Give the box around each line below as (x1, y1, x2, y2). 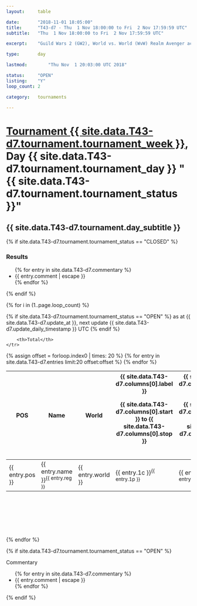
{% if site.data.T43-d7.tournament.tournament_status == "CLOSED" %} (6, 238, 178, 245)
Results (6, 253, 28, 261)
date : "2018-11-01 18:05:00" (6, 19, 93, 25)
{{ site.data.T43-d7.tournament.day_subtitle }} (6, 223, 181, 233)
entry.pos (9, 471, 36, 479)
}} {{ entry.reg (40, 474, 72, 484)
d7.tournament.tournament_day (6, 162, 165, 175)
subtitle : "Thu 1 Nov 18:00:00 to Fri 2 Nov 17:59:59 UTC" (6, 30, 164, 36)
